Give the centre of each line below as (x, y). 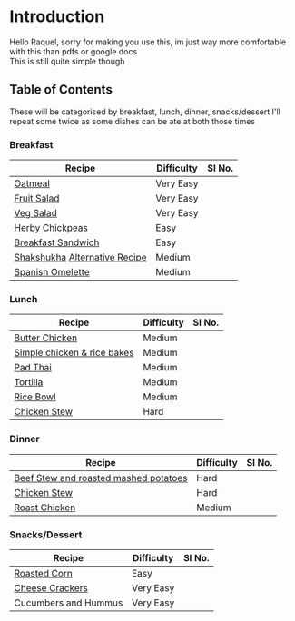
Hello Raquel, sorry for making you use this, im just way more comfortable (148, 42)
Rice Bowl (35, 397)
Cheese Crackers (51, 587)
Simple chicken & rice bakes (74, 353)
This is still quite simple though (67, 61)
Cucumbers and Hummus (69, 603)
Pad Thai (33, 368)
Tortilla (29, 382)
